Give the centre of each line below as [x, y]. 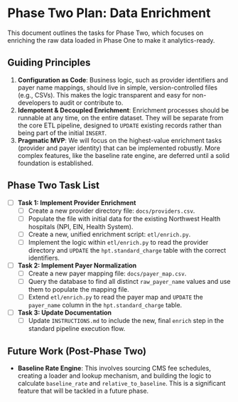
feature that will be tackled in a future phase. [83, 391]
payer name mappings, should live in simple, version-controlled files [118, 88]
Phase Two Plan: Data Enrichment [109, 13]
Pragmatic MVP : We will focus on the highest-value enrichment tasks [120, 140]
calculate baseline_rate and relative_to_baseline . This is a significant [121, 384]
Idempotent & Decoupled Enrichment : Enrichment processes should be [123, 110]
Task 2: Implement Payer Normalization [77, 265]
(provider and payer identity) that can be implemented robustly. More [119, 148]
